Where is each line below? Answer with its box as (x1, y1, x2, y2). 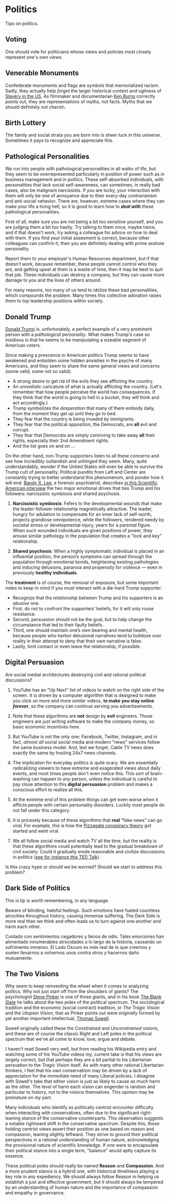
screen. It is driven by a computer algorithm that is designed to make (12, 692, 156, 698)
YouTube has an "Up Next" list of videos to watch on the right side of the (12, 687, 164, 693)
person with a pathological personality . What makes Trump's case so (5, 331, 150, 337)
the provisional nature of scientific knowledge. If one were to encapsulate (5, 1142, 158, 1148)
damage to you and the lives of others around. (5, 277, 102, 283)
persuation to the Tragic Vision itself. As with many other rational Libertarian (5, 1062, 164, 1068)
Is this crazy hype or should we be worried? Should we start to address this (5, 864, 162, 870)
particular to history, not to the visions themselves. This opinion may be (5, 1089, 154, 1095)
